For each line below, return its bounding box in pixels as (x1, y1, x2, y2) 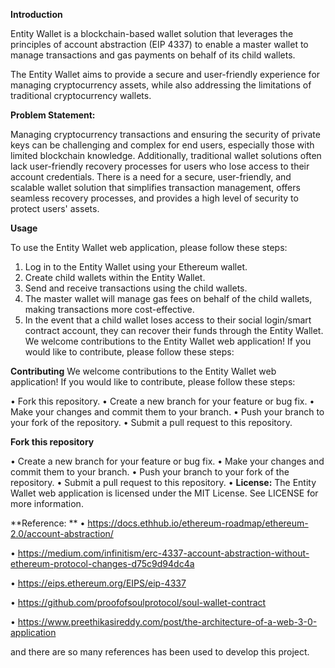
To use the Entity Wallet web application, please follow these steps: (10, 242, 288, 253)
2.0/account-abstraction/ (10, 528, 114, 539)
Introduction (10, 9, 63, 20)
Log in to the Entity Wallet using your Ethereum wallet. (24, 261, 248, 273)
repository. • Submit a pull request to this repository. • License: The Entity (10, 477, 317, 488)
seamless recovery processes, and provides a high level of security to (10, 192, 299, 204)
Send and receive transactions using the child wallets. (24, 282, 248, 294)
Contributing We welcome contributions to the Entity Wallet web (10, 365, 277, 377)
